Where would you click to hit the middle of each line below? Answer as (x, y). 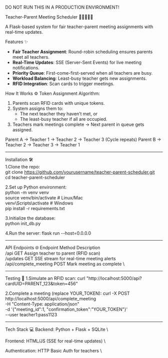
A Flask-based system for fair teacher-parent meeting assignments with (79, 27)
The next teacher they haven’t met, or (59, 114)
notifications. (26, 68)
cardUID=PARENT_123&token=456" (42, 284)
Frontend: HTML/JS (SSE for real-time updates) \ (55, 341)
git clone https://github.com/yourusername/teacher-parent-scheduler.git (80, 172)
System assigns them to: (38, 108)
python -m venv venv (27, 192)
